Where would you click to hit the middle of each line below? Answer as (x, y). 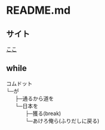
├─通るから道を (34, 98)
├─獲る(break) (43, 113)
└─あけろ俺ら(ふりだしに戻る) (62, 120)
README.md (38, 10)
